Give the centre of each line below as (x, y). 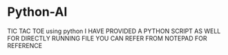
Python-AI (37, 12)
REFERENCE (25, 45)
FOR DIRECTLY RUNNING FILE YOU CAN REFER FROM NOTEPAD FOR (107, 38)
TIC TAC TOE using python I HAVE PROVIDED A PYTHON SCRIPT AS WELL (114, 31)
